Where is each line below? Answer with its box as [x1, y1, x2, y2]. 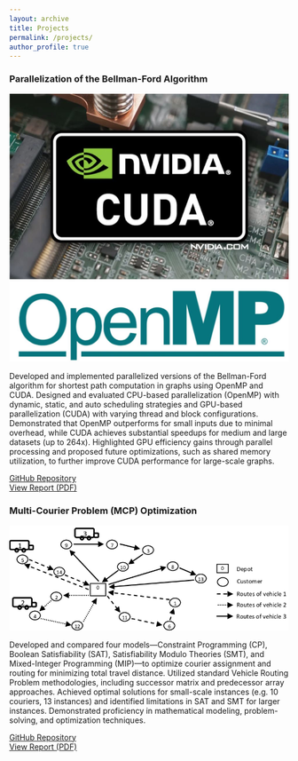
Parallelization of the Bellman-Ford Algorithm [9, 73, 208, 85]
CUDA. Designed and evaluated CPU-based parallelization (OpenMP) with [9, 390, 279, 400]
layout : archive [9, 14, 69, 23]
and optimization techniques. [39, 715, 146, 725]
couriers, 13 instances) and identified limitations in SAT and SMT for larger [9, 695, 281, 706]
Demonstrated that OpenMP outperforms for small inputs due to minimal [9, 418, 273, 429]
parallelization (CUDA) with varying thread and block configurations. [9, 408, 259, 419]
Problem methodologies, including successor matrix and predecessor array [9, 677, 285, 687]
